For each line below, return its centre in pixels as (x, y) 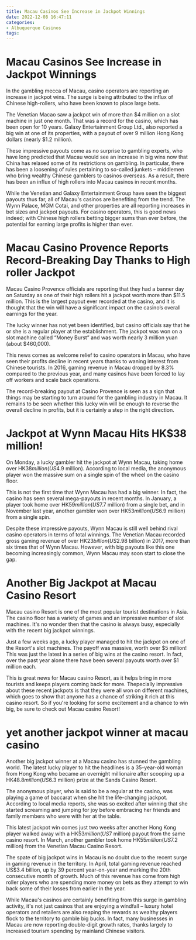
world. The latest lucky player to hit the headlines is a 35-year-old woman (95, 767)
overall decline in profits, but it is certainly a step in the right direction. (90, 410)
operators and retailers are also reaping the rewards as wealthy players (92, 912)
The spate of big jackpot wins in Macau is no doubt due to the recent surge (97, 857)
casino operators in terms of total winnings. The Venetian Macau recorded (96, 534)
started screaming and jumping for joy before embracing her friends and (93, 810)
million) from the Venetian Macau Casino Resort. (64, 846)
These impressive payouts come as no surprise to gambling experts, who (94, 151)
